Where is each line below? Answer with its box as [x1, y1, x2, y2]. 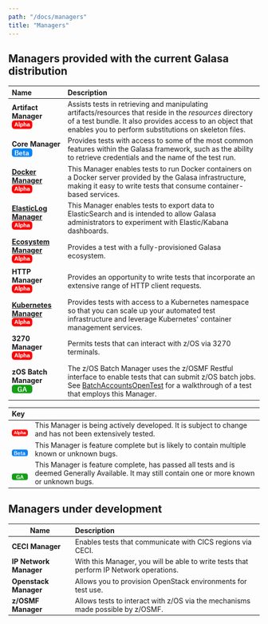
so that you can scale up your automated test [67, 306, 215, 315]
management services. [67, 322, 143, 332]
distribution [8, 64, 68, 77]
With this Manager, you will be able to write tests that [74, 557, 249, 567]
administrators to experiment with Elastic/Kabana [67, 217, 229, 227]
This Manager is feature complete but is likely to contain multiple [34, 440, 246, 450]
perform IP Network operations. [74, 565, 179, 575]
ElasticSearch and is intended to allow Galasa [67, 208, 217, 219]
